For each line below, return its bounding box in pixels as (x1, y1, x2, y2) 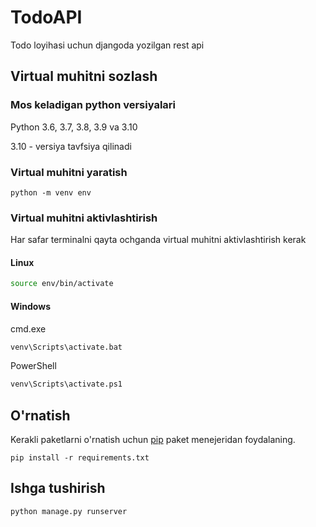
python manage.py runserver (10, 506, 128, 516)
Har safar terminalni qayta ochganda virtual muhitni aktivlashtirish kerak (10, 234, 307, 246)
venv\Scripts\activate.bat (10, 342, 123, 352)
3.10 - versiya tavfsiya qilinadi (10, 140, 132, 152)
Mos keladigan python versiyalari (10, 98, 177, 112)
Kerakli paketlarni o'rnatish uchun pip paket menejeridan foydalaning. (10, 434, 296, 446)
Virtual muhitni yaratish (10, 165, 128, 179)
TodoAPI (10, 6, 83, 29)
